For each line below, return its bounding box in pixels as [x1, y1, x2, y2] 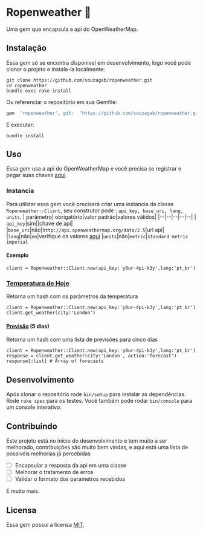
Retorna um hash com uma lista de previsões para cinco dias [6, 336, 158, 344]
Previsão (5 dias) [6, 322, 50, 330]
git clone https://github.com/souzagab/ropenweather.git [6, 77, 153, 83]
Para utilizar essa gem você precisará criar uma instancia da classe [6, 200, 174, 207]
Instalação [6, 43, 47, 53]
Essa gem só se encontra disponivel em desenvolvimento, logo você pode [6, 59, 192, 66]
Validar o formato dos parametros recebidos [14, 475, 126, 483]
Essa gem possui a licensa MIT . [6, 521, 85, 529]
